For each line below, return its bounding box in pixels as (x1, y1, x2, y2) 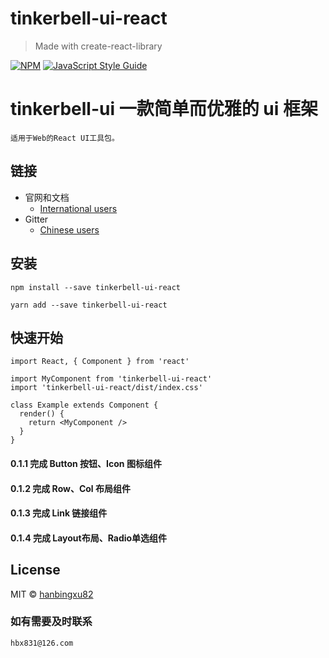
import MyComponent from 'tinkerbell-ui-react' (10, 374, 213, 384)
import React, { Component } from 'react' (10, 357, 190, 367)
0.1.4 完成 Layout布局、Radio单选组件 (10, 532, 168, 544)
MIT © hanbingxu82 (10, 588, 94, 600)
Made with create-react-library (34, 40, 163, 52)
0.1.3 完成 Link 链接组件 (10, 507, 108, 519)
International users (39, 202, 118, 214)
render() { (19, 409, 65, 419)
